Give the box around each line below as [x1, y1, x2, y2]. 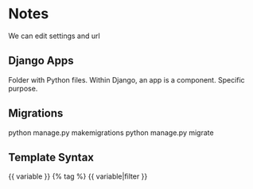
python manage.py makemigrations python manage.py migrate [8, 128, 214, 137]
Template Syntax [8, 150, 94, 164]
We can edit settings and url [8, 31, 101, 40]
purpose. [8, 83, 38, 93]
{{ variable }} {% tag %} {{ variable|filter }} [8, 172, 148, 181]
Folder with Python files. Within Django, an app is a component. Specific [8, 75, 245, 84]
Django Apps [8, 54, 74, 67]
